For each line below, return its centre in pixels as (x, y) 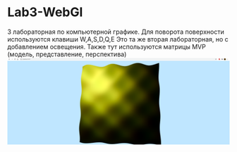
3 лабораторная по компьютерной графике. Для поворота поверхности (116, 32)
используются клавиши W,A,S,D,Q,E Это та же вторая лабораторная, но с (118, 39)
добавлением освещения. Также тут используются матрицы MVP (107, 46)
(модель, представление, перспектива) (67, 54)
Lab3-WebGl (45, 12)
